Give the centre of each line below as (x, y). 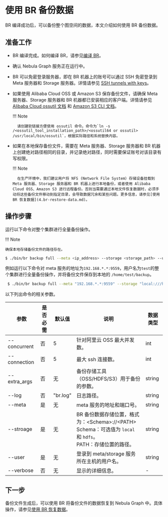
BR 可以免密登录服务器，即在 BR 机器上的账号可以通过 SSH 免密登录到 (85, 77)
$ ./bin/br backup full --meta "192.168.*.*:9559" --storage (72, 284)
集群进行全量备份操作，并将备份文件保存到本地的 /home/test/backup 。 (81, 275)
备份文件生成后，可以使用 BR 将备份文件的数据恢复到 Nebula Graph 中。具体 (84, 503)
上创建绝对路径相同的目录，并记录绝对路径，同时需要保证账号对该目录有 (87, 152)
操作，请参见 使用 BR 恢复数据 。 (38, 509)
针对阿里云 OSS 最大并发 (105, 340)
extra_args (20, 382)
